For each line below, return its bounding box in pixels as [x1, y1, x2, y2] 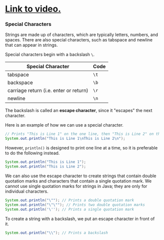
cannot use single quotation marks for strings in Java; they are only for [5, 183, 147, 189]
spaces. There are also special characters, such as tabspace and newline [5, 37, 153, 43]
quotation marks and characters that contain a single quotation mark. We [5, 178, 152, 184]
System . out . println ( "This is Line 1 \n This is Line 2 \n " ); [5, 136, 125, 141]
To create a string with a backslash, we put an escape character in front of [5, 216, 155, 222]
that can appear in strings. [5, 42, 58, 48]
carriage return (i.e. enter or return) [7, 87, 89, 94]
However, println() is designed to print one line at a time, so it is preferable [5, 145, 158, 151]
